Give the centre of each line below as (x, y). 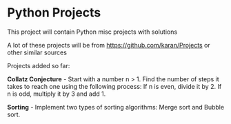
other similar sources (37, 52)
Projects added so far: (39, 65)
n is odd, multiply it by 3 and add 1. (57, 94)
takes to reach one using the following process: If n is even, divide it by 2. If (114, 86)
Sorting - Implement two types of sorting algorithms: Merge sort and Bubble (116, 107)
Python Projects (54, 13)
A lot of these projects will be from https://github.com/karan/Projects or (109, 45)
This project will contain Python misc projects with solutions (92, 32)
